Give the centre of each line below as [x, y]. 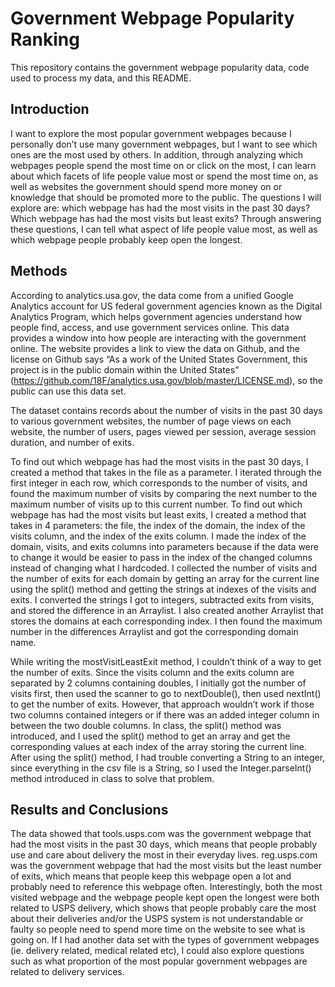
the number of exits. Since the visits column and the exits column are [152, 672]
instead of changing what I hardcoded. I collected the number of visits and [163, 568]
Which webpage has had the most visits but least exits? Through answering [166, 218]
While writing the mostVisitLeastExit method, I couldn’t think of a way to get [166, 661]
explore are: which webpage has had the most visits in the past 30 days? [160, 208]
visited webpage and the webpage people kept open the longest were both [165, 898]
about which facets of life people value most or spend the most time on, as [164, 176]
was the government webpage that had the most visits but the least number [166, 866]
